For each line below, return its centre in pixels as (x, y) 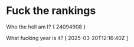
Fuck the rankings (51, 11)
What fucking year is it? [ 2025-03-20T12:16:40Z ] (67, 38)
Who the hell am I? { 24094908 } (46, 27)
